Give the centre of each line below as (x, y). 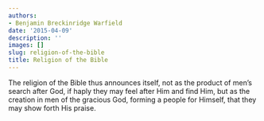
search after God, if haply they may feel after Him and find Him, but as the (129, 91)
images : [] (26, 45)
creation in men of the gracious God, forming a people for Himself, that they (132, 100)
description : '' (35, 38)
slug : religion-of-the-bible (56, 53)
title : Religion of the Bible (58, 60)
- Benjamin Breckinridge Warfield (66, 23)
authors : (23, 16)
